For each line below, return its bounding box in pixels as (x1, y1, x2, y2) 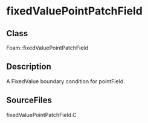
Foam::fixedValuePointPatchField (6, 44, 89, 51)
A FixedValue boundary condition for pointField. (6, 77, 125, 85)
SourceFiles (6, 95, 53, 106)
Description (6, 61, 51, 72)
